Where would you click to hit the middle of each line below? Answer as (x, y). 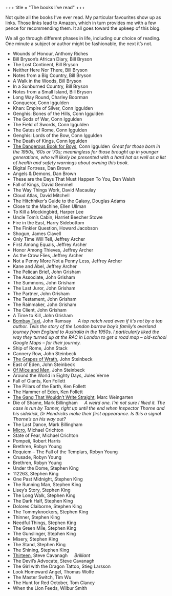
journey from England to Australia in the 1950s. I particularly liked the (86, 332)
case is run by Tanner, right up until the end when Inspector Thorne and (89, 408)
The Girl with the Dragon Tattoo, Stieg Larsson (62, 566)
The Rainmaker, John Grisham (45, 304)
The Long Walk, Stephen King (44, 495)
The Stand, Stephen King (39, 544)
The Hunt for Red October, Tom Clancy (54, 583)
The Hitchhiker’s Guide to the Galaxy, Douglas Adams (69, 201)
